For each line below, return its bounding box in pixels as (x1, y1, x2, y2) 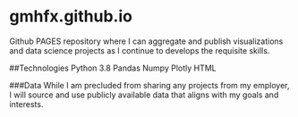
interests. (9, 98, 44, 109)
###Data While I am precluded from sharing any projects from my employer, (9, 79, 290, 90)
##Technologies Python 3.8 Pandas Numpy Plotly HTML (9, 63, 217, 73)
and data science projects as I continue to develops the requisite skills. (9, 45, 270, 55)
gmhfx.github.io (9, 6, 132, 27)
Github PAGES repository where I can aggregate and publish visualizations (9, 36, 284, 46)
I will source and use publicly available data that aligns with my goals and (9, 89, 279, 100)
